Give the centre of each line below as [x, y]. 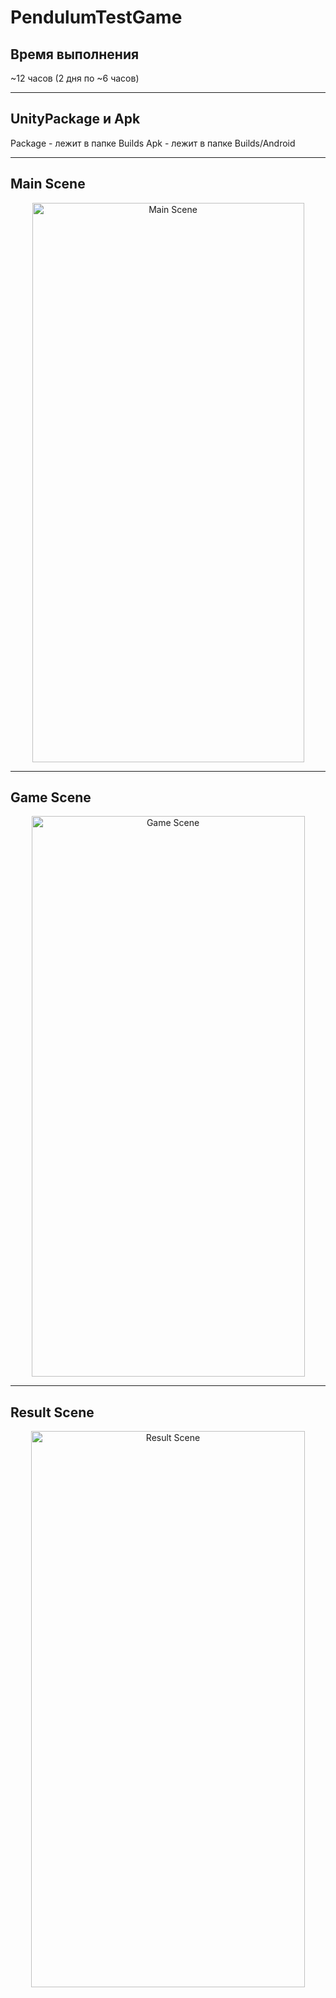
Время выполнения [75, 54]
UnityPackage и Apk [75, 119]
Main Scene [48, 184]
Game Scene [51, 797]
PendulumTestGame [96, 17]
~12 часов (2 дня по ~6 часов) [75, 78]
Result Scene [52, 1412]
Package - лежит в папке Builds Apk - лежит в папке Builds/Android [153, 143]
